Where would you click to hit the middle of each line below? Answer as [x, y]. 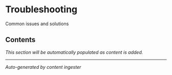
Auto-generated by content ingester [43, 67]
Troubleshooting [41, 10]
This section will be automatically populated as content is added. [74, 52]
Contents [20, 40]
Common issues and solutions [37, 24]
